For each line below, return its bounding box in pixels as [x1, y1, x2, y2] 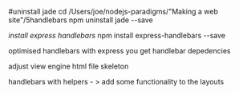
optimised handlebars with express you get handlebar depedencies [8, 46, 231, 55]
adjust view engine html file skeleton [8, 61, 129, 71]
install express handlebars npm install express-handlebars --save [8, 31, 226, 40]
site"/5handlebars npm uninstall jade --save [8, 15, 154, 25]
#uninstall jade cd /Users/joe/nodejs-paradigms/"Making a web [8, 7, 219, 16]
